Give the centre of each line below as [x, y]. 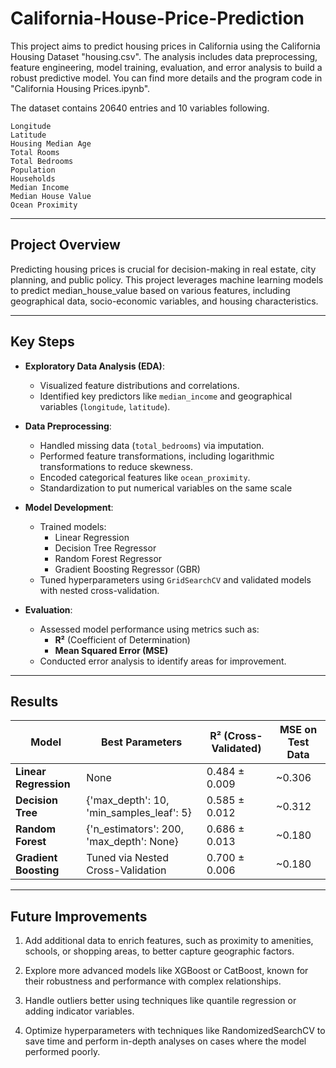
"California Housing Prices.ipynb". [80, 88]
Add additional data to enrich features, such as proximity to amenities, [169, 941]
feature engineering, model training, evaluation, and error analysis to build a [166, 67]
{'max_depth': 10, [128, 800]
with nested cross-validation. [99, 590]
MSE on [298, 730]
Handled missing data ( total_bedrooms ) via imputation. [152, 445]
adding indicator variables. [79, 1011]
